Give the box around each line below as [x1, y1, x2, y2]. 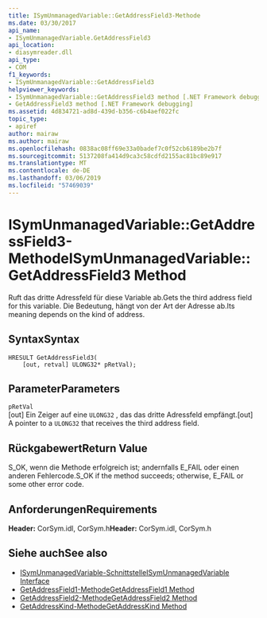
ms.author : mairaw [8, 137, 69, 145]
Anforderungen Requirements [8, 502, 157, 516]
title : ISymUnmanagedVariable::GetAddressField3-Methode [8, 11, 201, 20]
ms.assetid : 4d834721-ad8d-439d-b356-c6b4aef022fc [8, 108, 180, 116]
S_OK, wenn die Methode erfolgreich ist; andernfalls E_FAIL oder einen [8, 462, 240, 473]
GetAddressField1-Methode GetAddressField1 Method [19, 585, 195, 594]
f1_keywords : [8, 71, 52, 79]
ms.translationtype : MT [8, 160, 87, 168]
